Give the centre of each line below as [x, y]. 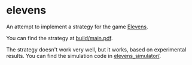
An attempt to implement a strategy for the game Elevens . [77, 27]
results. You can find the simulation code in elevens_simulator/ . [84, 56]
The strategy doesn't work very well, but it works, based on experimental [96, 49]
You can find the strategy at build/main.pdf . [60, 38]
